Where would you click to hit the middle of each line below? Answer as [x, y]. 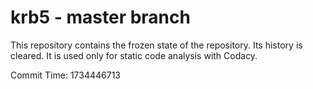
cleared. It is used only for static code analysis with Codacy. [134, 55]
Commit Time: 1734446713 [65, 75]
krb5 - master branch [100, 17]
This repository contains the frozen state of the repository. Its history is [156, 45]
